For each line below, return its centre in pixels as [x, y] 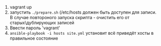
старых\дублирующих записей [42, 23]
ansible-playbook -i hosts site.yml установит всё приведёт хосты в [82, 33]
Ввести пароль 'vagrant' [35, 28]
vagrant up [21, 7]
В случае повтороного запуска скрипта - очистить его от [69, 17]
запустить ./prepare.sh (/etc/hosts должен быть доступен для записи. [83, 12]
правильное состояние [34, 38]
